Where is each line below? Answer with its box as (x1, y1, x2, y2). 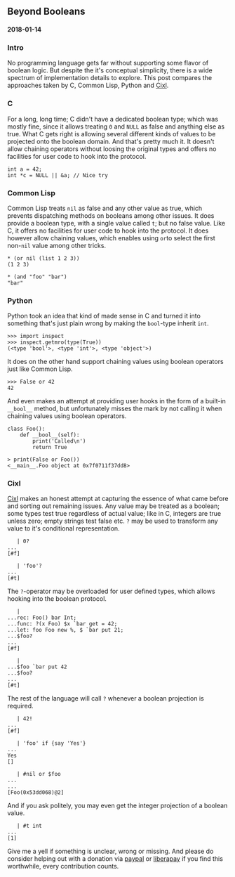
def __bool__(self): (20, 431, 80, 438)
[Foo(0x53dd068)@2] (7, 789, 65, 796)
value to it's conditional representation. (7, 524, 121, 533)
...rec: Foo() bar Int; (7, 614, 77, 621)
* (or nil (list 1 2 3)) (7, 254, 80, 262)
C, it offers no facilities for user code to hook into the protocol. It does (7, 226, 209, 235)
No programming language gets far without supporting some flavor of (7, 59, 209, 67)
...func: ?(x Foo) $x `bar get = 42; (7, 621, 118, 628)
